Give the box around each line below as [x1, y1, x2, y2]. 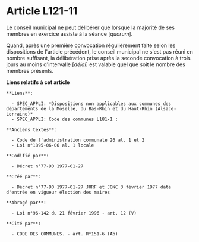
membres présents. [6, 67, 54, 74]
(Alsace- [154, 106, 177, 111]
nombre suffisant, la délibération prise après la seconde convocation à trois [6, 54, 191, 61]
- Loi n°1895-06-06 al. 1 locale [11, 142, 94, 148]
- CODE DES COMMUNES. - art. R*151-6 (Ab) [11, 231, 118, 237]
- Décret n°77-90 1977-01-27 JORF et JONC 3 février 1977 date [11, 184, 171, 190]
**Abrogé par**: [6, 200, 46, 206]
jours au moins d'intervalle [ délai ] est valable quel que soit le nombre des [6, 61, 185, 68]
